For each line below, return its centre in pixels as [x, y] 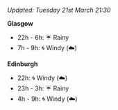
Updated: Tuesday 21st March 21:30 [59, 10]
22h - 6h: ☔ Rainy [43, 37]
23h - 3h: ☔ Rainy [43, 88]
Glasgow [20, 23]
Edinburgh [23, 64]
